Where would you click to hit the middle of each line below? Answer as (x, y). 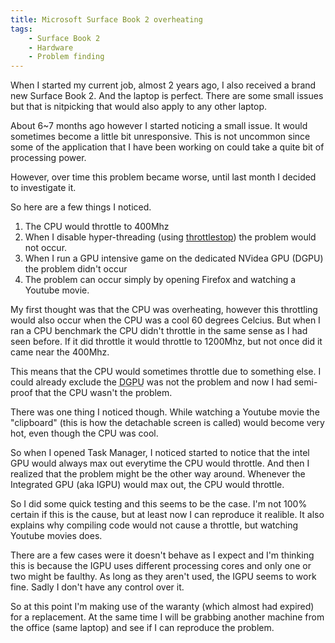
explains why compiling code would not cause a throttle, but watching (154, 525)
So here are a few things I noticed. (81, 207)
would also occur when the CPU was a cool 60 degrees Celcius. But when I (165, 320)
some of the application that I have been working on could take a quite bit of (167, 147)
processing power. (48, 158)
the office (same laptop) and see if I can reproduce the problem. (142, 628)
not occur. (46, 248)
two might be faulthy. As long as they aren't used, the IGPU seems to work (163, 577)
